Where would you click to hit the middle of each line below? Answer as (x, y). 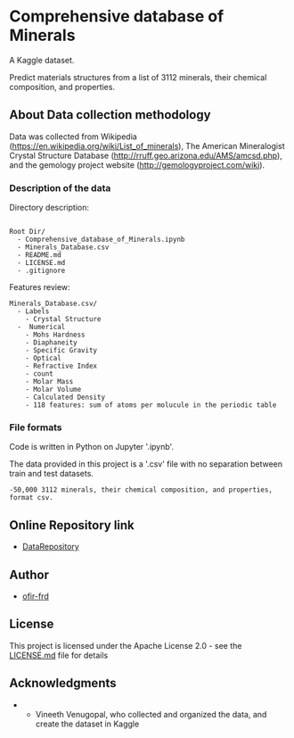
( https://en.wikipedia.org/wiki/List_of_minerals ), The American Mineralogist (147, 145)
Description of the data (60, 187)
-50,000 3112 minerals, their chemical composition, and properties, (141, 490)
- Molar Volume (53, 390)
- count (39, 374)
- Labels (33, 311)
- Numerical (41, 328)
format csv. (31, 498)
